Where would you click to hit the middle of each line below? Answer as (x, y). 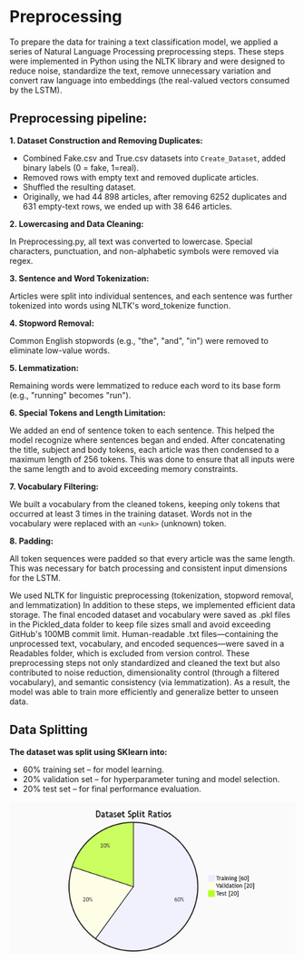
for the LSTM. (35, 577)
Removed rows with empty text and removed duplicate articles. (140, 177)
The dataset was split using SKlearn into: (88, 751)
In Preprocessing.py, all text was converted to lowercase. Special (131, 241)
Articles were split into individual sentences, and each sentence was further (151, 296)
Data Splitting (49, 730)
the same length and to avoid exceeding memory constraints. (124, 468)
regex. (21, 260)
